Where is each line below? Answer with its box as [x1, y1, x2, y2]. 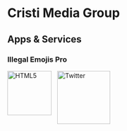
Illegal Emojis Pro [7, 55, 68, 64]
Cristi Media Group [7, 5, 120, 21]
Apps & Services [7, 33, 83, 45]
